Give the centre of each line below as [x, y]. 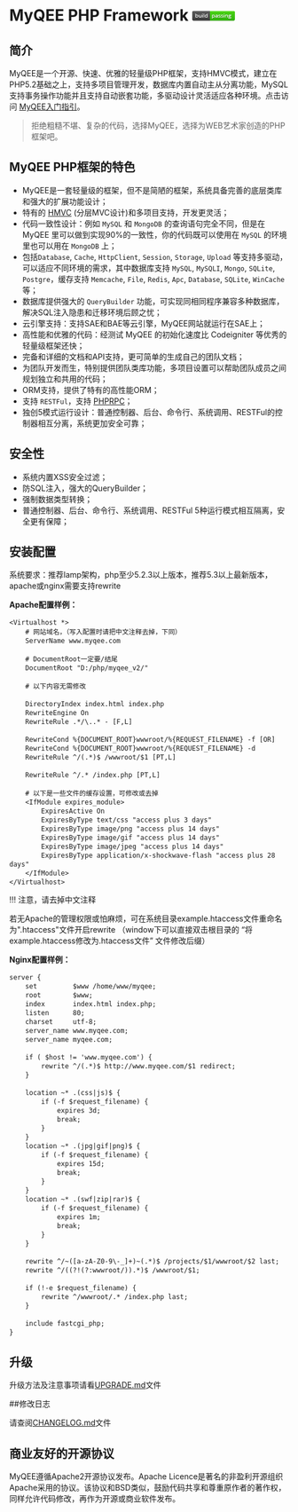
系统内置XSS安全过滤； [65, 476]
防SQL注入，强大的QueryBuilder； [85, 488]
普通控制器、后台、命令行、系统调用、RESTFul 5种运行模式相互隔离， [149, 510]
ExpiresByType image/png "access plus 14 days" [130, 829]
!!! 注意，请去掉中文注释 [53, 900]
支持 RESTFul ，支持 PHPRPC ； [77, 401]
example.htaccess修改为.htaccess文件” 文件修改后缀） [110, 941]
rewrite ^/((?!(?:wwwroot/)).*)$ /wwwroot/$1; [113, 1271]
